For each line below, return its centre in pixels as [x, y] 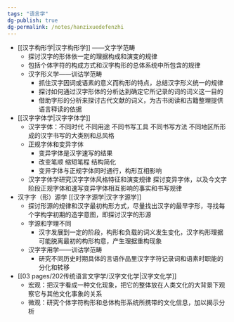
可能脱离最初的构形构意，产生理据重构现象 [100, 241]
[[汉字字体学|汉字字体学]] [54, 118]
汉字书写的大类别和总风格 [77, 136]
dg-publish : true [33, 20]
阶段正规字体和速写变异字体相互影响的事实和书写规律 [105, 188]
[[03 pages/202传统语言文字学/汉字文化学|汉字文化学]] [97, 276]
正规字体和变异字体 [56, 144]
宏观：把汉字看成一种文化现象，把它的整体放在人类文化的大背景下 [123, 285]
